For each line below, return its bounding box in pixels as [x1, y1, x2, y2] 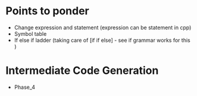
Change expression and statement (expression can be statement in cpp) [14, 24, 192, 31]
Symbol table [14, 30, 47, 37]
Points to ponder [5, 4, 90, 18]
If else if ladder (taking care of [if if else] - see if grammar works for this [14, 36, 191, 44]
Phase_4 [14, 83, 36, 91]
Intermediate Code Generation [5, 64, 159, 78]
